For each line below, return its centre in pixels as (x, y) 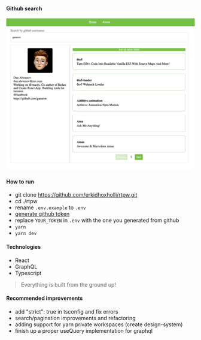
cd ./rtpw (26, 201)
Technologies (24, 247)
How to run (20, 181)
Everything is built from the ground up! (68, 284)
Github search (24, 8)
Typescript (28, 273)
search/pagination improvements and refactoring (75, 318)
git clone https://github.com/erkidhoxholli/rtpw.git (76, 195)
